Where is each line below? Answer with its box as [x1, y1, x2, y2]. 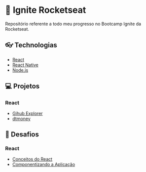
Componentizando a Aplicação [12, 162, 75, 168]
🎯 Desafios [5, 130, 39, 138]
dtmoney [12, 116, 31, 122]
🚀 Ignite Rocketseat [5, 4, 86, 16]
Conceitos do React [12, 156, 53, 162]
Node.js [12, 67, 29, 73]
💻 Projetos [5, 82, 40, 90]
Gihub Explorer [12, 111, 43, 117]
